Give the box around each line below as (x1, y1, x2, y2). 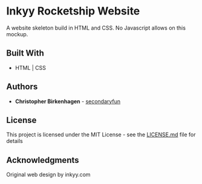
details (6, 138, 23, 145)
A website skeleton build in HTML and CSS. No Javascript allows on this (6, 24, 186, 31)
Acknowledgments (6, 155, 80, 165)
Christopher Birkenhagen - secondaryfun (15, 98, 121, 105)
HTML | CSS (15, 64, 47, 71)
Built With (6, 48, 44, 59)
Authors (6, 81, 38, 92)
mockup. (6, 30, 28, 37)
